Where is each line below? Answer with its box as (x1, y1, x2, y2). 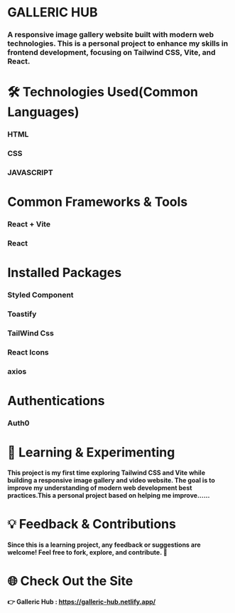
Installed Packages (7, 265, 122, 281)
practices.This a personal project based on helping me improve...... (7, 491, 210, 499)
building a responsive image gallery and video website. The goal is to (7, 476, 215, 484)
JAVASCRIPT (7, 168, 53, 178)
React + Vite (7, 219, 51, 229)
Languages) (7, 104, 80, 120)
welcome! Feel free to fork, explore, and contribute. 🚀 (7, 547, 168, 556)
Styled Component (7, 290, 74, 300)
